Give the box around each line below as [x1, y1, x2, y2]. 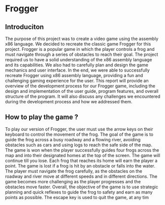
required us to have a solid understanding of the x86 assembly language [5, 57, 152, 62]
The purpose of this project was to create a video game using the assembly [5, 36, 159, 41]
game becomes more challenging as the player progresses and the [5, 178, 141, 184]
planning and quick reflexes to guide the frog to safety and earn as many [5, 189, 153, 195]
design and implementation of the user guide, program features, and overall [5, 88, 159, 94]
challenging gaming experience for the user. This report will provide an [5, 78, 149, 83]
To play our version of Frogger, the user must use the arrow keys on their [5, 126, 154, 132]
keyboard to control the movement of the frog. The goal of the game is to [5, 131, 154, 137]
